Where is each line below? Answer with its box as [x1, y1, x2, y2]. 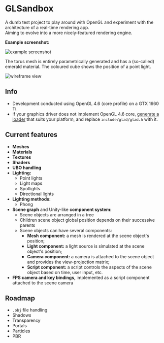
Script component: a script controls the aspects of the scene [27, 264, 152, 270]
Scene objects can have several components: [19, 227, 112, 233]
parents [19, 222, 35, 228]
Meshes [12, 143, 30, 149]
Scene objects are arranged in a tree [19, 211, 94, 217]
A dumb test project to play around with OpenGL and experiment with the [5, 19, 154, 25]
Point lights [19, 175, 43, 181]
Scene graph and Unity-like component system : [12, 206, 112, 212]
